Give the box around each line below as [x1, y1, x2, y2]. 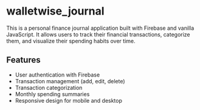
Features [6, 55, 41, 65]
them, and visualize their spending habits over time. [6, 37, 136, 44]
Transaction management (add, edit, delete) [15, 77, 126, 84]
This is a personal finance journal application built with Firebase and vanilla [6, 24, 195, 32]
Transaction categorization [15, 84, 83, 91]
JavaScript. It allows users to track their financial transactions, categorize [6, 30, 190, 38]
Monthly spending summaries [15, 90, 90, 98]
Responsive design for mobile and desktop [15, 97, 123, 104]
